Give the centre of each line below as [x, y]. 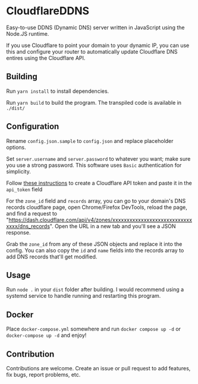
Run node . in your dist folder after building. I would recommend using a [95, 289]
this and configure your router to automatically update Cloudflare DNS [92, 51]
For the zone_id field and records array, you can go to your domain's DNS [96, 201]
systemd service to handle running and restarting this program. [84, 296]
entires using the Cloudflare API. [46, 58]
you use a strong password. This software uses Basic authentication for [94, 165]
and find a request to [32, 213]
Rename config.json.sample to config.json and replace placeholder [90, 141]
